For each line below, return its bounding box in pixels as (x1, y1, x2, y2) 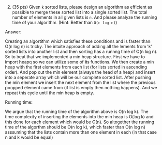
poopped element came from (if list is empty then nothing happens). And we (5, 85, 157, 90)
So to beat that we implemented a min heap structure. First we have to (5, 54, 145, 60)
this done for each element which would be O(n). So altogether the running (5, 119, 155, 125)
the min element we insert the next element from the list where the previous (5, 80, 156, 85)
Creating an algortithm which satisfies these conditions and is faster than (5, 38, 151, 44)
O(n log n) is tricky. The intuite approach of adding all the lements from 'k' (5, 44, 152, 49)
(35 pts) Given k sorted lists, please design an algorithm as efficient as (12, 4, 152, 10)
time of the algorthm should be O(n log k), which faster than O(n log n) (5, 124, 146, 130)
